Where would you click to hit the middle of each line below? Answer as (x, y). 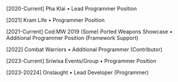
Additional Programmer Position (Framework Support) (72, 38)
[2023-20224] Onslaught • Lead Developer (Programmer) (78, 72)
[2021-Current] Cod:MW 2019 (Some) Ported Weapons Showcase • (90, 31)
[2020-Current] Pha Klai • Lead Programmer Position (72, 9)
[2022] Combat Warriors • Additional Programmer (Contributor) (85, 49)
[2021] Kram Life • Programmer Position (56, 20)
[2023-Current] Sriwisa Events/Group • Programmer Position (81, 61)
